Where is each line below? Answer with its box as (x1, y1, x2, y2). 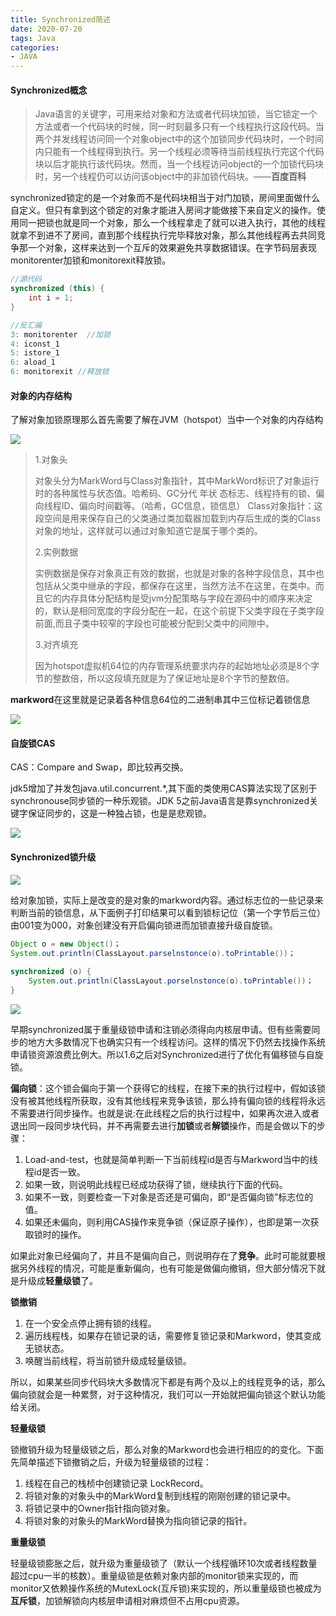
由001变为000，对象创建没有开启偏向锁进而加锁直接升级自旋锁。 (10, 919, 278, 931)
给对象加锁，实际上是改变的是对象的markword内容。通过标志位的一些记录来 (10, 894, 324, 906)
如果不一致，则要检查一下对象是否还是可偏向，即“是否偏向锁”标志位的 (24, 1191, 314, 1203)
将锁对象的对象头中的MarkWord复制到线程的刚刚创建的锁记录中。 (24, 1489, 297, 1501)
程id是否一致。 (24, 1166, 86, 1178)
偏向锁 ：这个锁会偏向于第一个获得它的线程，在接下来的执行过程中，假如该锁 (10, 1082, 326, 1094)
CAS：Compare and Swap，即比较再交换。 (10, 761, 189, 773)
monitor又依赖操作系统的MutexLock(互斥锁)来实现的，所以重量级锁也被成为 (10, 1582, 322, 1594)
